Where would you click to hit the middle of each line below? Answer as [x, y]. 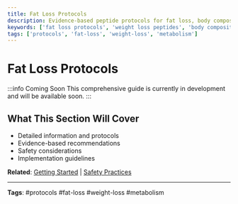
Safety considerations [50, 151]
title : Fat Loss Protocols [47, 14]
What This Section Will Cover [73, 118]
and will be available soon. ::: [50, 96]
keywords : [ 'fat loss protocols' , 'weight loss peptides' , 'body [106, 27]
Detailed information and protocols [68, 135]
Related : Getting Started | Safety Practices [70, 172]
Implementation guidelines [56, 158]
